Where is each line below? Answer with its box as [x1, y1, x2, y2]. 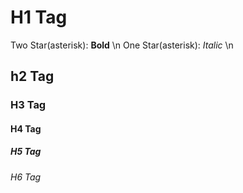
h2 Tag [10, 68, 55, 85]
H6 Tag [10, 171, 42, 183]
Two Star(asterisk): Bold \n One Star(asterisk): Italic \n [10, 39, 234, 51]
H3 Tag [10, 98, 47, 112]
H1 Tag [10, 6, 68, 29]
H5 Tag [10, 146, 42, 158]
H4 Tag [10, 122, 42, 135]
